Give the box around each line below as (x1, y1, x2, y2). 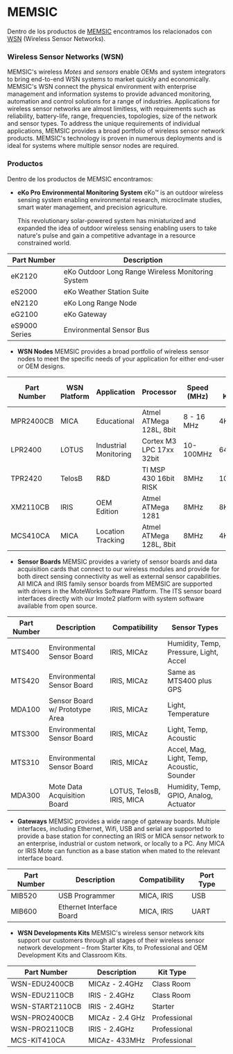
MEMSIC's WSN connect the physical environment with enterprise (7, 83, 197, 91)
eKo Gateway (63, 309, 107, 319)
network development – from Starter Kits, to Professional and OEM (17, 943, 208, 952)
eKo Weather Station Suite (63, 286, 149, 296)
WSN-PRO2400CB (10, 1012, 74, 1022)
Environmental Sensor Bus (63, 324, 150, 334)
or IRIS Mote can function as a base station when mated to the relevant (17, 846, 221, 855)
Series (10, 329, 32, 339)
